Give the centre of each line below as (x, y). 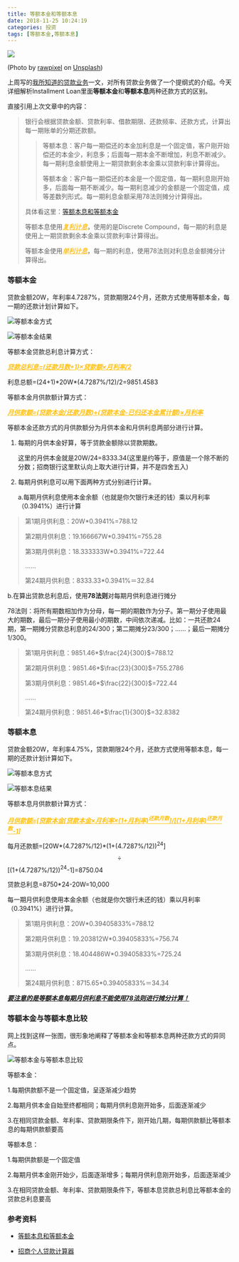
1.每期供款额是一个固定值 (44, 1159)
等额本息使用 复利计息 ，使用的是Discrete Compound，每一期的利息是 (126, 227)
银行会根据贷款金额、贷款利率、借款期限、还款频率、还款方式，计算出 (128, 121)
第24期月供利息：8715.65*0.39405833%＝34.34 (97, 983)
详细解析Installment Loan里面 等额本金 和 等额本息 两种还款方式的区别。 (110, 91)
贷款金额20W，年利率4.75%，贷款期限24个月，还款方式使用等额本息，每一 (118, 749)
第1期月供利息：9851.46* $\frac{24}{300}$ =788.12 (99, 652)
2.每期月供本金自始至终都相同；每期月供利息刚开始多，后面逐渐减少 (107, 1105)
